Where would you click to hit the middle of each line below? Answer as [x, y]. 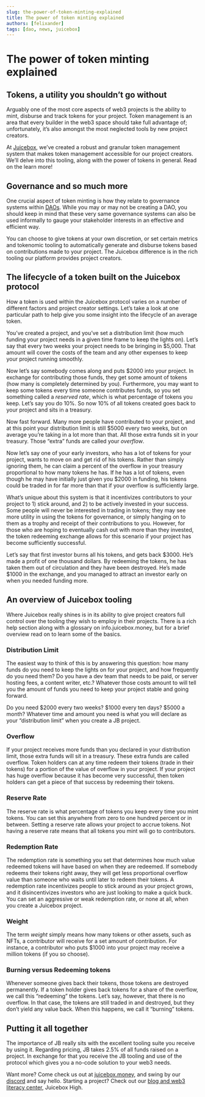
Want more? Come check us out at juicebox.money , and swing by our [94, 1074]
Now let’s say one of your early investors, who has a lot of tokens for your [99, 452]
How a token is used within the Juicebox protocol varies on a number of [97, 301]
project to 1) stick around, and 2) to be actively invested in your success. [97, 504]
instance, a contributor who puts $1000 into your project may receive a [95, 948]
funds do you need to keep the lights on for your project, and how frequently [103, 670]
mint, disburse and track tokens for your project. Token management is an [99, 116]
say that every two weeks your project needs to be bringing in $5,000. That [101, 345]
